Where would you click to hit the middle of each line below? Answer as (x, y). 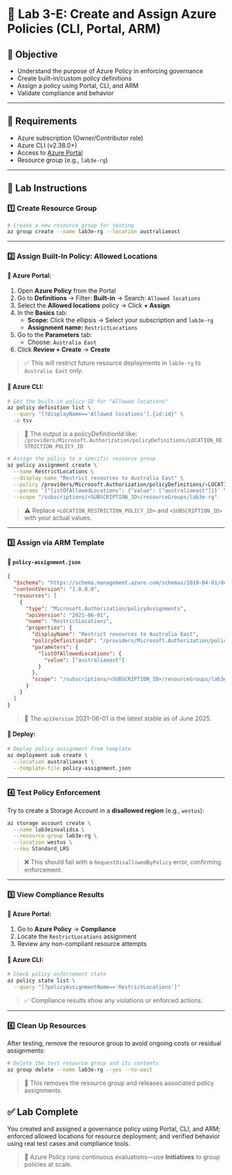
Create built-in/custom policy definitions (75, 78)
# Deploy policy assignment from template (69, 749)
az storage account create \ (49, 823)
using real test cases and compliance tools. (69, 1143)
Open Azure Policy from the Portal (66, 291)
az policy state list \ (41, 981)
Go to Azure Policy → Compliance (66, 929)
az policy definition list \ (49, 408)
